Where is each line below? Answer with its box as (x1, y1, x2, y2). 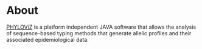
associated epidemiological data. (6, 36, 89, 43)
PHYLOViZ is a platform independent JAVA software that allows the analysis (6, 23, 197, 30)
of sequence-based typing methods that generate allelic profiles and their (6, 29, 192, 36)
